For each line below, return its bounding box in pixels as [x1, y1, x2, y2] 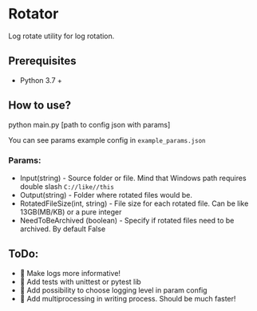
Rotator [8, 5, 59, 23]
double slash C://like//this [19, 181, 114, 191]
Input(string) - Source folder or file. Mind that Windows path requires [19, 173, 247, 183]
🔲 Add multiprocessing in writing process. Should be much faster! [19, 293, 236, 303]
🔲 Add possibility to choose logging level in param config [19, 285, 208, 295]
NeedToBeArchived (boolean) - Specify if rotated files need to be [19, 215, 235, 225]
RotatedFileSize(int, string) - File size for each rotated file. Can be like [19, 199, 249, 208]
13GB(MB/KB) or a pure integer [19, 207, 122, 216]
